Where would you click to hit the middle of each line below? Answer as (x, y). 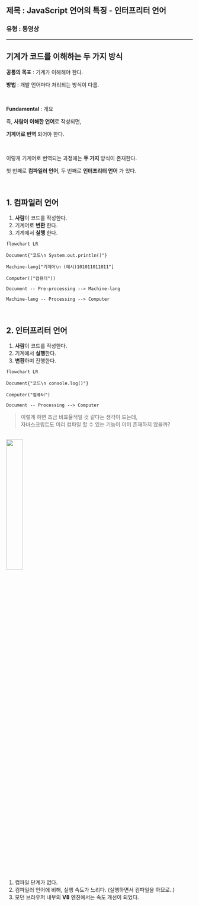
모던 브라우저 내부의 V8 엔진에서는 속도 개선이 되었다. (77, 897)
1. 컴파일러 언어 (33, 203)
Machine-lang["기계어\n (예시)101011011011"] (60, 267)
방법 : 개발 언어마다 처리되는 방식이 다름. (53, 84)
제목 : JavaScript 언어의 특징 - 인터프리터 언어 (86, 11)
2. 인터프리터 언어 (37, 330)
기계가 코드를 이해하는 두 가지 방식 (65, 57)
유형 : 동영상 (23, 29)
